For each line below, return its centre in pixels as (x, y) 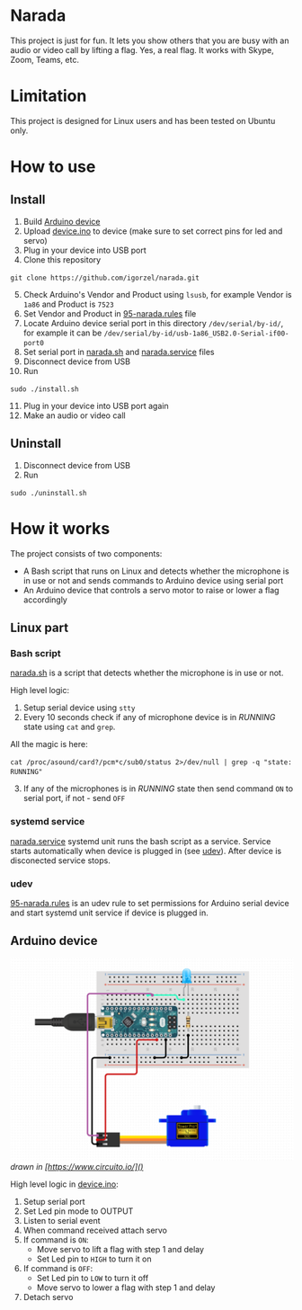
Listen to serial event (62, 1221)
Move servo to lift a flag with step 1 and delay (120, 1249)
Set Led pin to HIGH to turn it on (94, 1259)
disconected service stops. (60, 860)
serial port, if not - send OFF (74, 798)
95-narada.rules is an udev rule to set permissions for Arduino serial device (150, 903)
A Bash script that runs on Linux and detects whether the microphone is (156, 571)
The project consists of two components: (86, 553)
